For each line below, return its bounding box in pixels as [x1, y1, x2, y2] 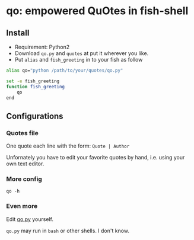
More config [6, 175, 43, 183]
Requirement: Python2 [14, 43, 70, 50]
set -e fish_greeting [6, 78, 60, 84]
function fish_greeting [6, 84, 65, 89]
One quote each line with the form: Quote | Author [6, 142, 130, 149]
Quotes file [6, 129, 39, 137]
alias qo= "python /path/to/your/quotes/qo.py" [6, 68, 123, 73]
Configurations [6, 111, 63, 121]
